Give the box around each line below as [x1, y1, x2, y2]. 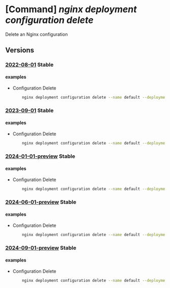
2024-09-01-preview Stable [5, 244, 77, 251]
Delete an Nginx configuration [5, 31, 68, 37]
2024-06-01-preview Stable [5, 198, 77, 206]
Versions [5, 46, 35, 54]
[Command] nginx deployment [5, 4, 137, 15]
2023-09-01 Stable [5, 107, 54, 114]
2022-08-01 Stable [5, 61, 54, 68]
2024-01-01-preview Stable [5, 153, 75, 160]
